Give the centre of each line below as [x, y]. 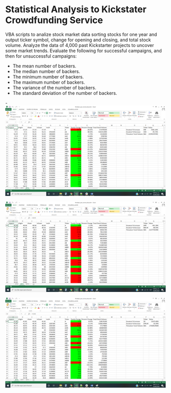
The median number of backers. [46, 71]
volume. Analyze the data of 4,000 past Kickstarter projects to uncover [80, 45]
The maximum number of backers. [49, 82]
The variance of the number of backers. [54, 87]
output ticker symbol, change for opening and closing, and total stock [78, 40]
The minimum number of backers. [48, 77]
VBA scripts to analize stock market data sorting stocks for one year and [81, 34]
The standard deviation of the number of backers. [65, 93]
